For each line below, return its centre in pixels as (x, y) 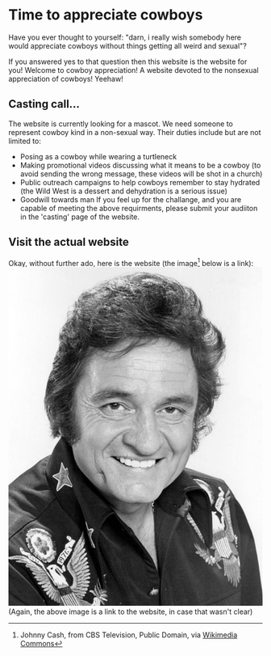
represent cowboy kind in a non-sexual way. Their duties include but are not (135, 132)
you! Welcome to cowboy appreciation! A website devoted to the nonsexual (134, 70)
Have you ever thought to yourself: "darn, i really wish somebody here (125, 37)
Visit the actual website (69, 242)
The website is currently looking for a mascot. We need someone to (121, 124)
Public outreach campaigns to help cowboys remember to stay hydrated (140, 182)
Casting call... (44, 104)
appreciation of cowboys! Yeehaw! (66, 78)
